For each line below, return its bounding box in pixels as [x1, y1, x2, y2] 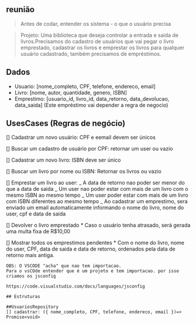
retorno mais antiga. [6, 252, 54, 259]
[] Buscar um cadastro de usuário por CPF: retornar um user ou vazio [6, 145, 173, 152]
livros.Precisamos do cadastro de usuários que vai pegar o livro [20, 37, 174, 45]
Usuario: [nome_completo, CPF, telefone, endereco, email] [14, 83, 156, 90]
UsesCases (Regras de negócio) [6, 118, 126, 128]
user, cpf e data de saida [6, 210, 66, 217]
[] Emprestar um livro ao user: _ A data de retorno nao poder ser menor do [6, 179, 185, 186]
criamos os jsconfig [6, 273, 57, 279]
